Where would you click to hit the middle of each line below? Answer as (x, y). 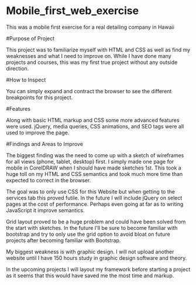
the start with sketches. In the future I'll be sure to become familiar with (92, 228)
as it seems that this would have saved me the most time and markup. (90, 275)
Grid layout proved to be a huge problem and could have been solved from (96, 222)
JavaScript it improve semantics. (45, 210)
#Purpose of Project (30, 38)
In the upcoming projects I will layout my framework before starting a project (98, 269)
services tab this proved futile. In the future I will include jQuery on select (94, 198)
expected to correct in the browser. (49, 180)
